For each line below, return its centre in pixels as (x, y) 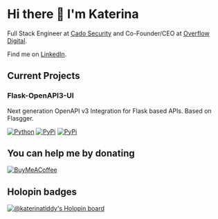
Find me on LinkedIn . (37, 54)
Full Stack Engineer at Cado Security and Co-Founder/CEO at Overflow (108, 33)
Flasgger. (20, 118)
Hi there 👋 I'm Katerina (73, 14)
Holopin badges (42, 192)
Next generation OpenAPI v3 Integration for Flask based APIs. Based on (110, 111)
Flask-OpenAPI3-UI (40, 96)
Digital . (17, 40)
